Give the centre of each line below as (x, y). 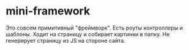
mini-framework (48, 11)
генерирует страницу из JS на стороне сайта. (66, 40)
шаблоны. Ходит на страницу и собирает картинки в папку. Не (88, 34)
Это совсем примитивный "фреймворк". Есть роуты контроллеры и (94, 28)
